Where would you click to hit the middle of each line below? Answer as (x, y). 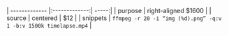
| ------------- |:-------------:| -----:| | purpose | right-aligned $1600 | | (109, 11)
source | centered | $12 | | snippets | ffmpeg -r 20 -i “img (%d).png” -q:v (114, 18)
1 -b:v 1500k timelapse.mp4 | (49, 25)
